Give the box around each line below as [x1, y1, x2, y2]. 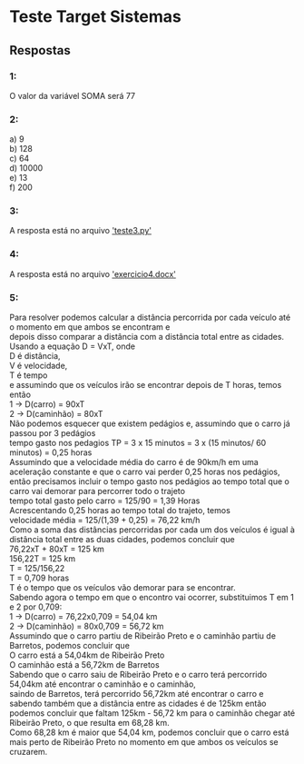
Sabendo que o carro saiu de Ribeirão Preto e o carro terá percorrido [9, 670, 268, 680]
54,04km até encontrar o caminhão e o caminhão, [9, 679, 197, 690]
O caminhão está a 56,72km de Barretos [9, 660, 161, 670]
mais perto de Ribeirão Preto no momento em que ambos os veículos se [9, 737, 279, 748]
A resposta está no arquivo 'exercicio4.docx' [9, 268, 177, 279]
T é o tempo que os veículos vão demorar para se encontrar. [9, 582, 236, 593]
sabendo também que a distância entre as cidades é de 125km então [9, 698, 267, 709]
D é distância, [9, 351, 61, 362]
